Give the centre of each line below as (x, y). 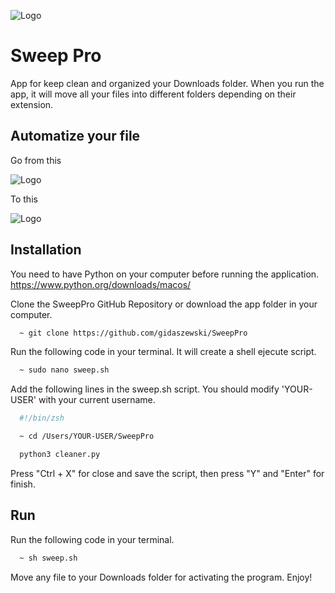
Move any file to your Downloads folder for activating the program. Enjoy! (161, 577)
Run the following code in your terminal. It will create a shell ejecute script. (163, 352)
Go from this (36, 160)
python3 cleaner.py (60, 455)
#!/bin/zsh (42, 418)
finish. (23, 484)
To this (24, 199)
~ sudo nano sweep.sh (64, 370)
